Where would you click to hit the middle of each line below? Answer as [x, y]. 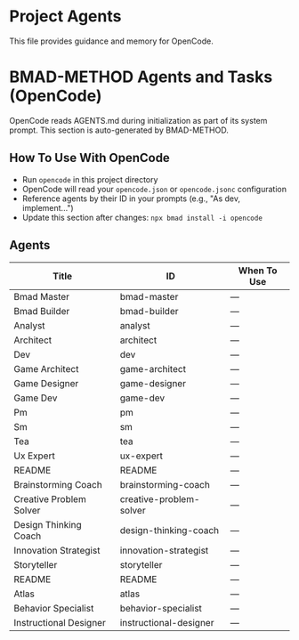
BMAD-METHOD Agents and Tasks [141, 77]
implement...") [48, 207]
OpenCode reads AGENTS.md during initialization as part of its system [138, 120]
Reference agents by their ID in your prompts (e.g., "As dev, [131, 198]
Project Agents [65, 16]
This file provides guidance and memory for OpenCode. [111, 41]
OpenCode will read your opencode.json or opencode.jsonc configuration [154, 189]
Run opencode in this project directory [90, 179]
